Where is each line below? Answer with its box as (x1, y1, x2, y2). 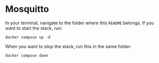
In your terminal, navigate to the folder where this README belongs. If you (5, 20, 154, 26)
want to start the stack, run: (5, 25, 63, 31)
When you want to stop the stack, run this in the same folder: (5, 43, 132, 49)
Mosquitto (5, 3, 49, 15)
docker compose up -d (5, 35, 51, 40)
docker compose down (5, 53, 49, 58)
